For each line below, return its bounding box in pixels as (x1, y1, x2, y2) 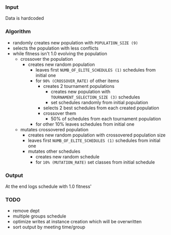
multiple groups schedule (12, 213, 66, 219)
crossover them (43, 110, 77, 116)
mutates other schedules (28, 148, 81, 154)
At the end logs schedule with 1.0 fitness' (5, 183, 92, 190)
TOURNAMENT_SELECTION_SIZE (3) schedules (51, 93, 140, 100)
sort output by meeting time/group (12, 224, 85, 230)
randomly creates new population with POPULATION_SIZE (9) (12, 39, 138, 45)
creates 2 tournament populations (43, 83, 115, 89)
